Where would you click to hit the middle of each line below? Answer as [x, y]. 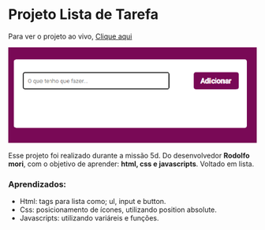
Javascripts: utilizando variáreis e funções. [89, 218]
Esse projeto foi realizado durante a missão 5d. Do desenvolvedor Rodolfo [129, 155]
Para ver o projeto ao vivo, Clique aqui [70, 36]
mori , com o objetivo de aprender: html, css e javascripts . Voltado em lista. [131, 164]
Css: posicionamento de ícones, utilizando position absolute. [118, 210]
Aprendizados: [37, 184]
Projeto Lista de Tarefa [84, 15]
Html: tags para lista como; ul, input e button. [93, 201]
